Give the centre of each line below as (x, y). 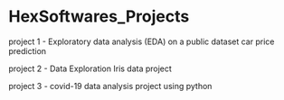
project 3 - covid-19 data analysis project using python (110, 86)
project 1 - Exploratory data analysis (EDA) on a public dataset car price (142, 41)
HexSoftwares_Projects (99, 17)
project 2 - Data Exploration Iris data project (90, 68)
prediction (28, 50)
